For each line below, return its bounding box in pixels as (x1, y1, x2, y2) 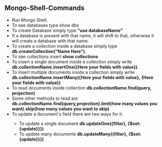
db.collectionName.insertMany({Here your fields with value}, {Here (11, 74, 154, 80)
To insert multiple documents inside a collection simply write (11, 69, 135, 75)
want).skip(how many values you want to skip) (11, 106, 110, 112)
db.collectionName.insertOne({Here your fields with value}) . (11, 64, 139, 70)
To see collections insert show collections (11, 54, 98, 59)
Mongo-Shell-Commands (4, 4, 85, 12)
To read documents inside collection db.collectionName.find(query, (11, 85, 152, 90)
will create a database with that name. (11, 38, 89, 44)
